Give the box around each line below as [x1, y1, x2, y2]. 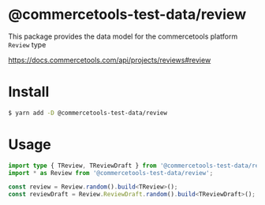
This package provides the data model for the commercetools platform [8, 32, 238, 41]
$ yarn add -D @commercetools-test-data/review [8, 109, 168, 117]
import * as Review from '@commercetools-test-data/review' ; [8, 169, 214, 177]
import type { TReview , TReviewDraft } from [8, 162, 157, 170]
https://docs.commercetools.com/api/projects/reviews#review [8, 55, 211, 65]
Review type [8, 39, 47, 49]
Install [8, 83, 50, 101]
